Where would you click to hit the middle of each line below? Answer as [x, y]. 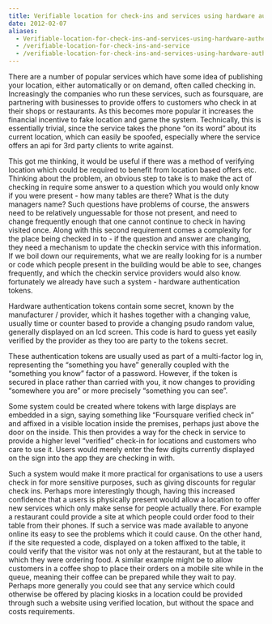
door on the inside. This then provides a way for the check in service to [127, 432]
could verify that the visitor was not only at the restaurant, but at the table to [135, 551]
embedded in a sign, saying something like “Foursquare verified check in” [132, 415]
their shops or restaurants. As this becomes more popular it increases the [131, 111]
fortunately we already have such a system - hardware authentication [124, 282]
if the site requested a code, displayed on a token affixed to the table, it [127, 543]
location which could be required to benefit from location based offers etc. [133, 170]
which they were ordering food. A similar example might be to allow [121, 560]
